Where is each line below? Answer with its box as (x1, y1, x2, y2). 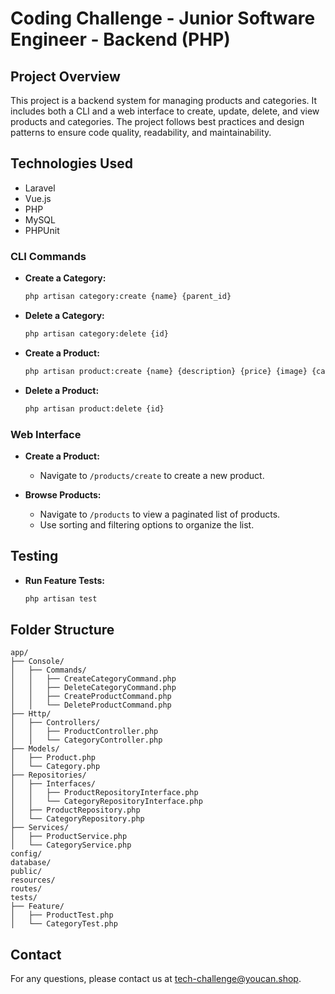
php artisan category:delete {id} (24, 328, 169, 339)
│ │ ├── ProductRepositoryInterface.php (10, 788, 199, 798)
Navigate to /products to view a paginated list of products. (39, 508, 281, 520)
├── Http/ (10, 709, 52, 719)
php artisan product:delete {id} (24, 403, 165, 414)
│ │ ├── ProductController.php (10, 727, 159, 737)
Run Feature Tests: (24, 574, 105, 586)
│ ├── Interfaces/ (10, 779, 97, 789)
